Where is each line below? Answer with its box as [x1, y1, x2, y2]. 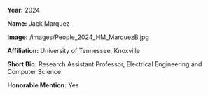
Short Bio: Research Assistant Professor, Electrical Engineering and [7, 60, 202, 68]
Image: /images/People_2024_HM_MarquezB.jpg [7, 33, 149, 41]
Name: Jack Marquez [7, 20, 70, 27]
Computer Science [7, 68, 62, 75]
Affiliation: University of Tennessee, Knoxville [7, 47, 140, 54]
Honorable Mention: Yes [7, 81, 79, 89]
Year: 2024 [7, 6, 41, 14]
